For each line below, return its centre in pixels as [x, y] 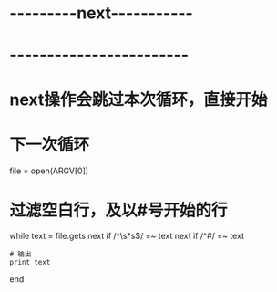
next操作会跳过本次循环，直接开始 [138, 99]
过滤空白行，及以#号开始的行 [118, 210]
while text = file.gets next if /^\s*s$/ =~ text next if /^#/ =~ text [127, 236]
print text [30, 263]
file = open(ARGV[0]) [49, 171]
